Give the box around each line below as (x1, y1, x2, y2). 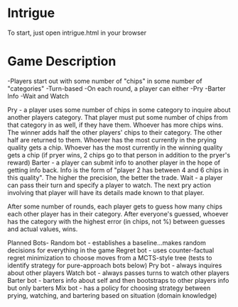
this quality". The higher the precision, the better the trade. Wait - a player (7, 173, 224, 182)
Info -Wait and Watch (7, 91, 70, 100)
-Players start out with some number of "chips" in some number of (7, 77, 202, 85)
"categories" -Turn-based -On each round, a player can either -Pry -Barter (7, 84, 226, 93)
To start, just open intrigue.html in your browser (7, 28, 147, 37)
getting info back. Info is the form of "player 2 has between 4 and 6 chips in (7, 165, 229, 174)
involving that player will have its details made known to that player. (7, 188, 205, 196)
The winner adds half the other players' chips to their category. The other (7, 128, 222, 136)
